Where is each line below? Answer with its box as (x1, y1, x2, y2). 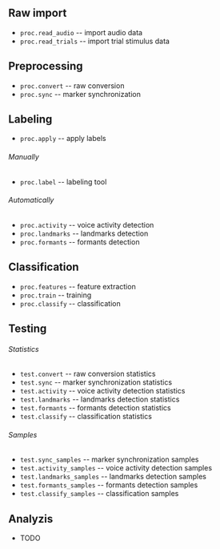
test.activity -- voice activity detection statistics (19, 386, 186, 396)
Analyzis (8, 512, 54, 526)
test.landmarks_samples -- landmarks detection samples (19, 472, 206, 482)
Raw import (8, 6, 67, 20)
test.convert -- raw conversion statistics (19, 369, 156, 379)
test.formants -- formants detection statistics (19, 403, 171, 413)
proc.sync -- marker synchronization (19, 89, 142, 99)
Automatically (8, 196, 54, 205)
